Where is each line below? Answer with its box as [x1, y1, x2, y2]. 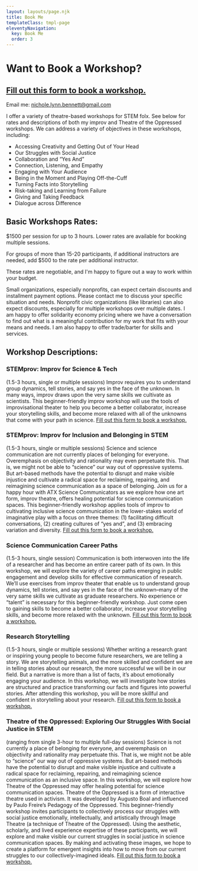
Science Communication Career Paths [6, 541, 118, 549]
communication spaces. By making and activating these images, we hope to [6, 839, 191, 846]
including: [6, 132, 31, 138]
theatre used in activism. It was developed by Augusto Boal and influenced [6, 795, 189, 802]
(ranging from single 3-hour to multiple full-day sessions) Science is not [6, 738, 181, 745]
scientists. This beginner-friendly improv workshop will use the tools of [6, 397, 179, 404]
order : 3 [11, 36, 33, 42]
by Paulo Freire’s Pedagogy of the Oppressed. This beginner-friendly [6, 801, 174, 808]
